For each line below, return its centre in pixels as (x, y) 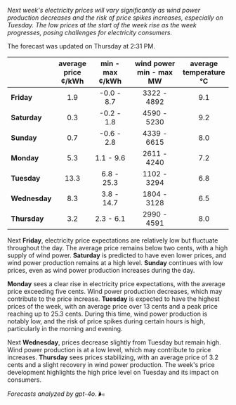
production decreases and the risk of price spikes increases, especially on (115, 18)
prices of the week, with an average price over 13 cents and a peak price (112, 306)
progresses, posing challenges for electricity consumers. (90, 32)
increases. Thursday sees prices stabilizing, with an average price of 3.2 (113, 357)
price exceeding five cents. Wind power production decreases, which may (115, 291)
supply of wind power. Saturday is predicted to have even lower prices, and (117, 255)
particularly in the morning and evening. (65, 329)
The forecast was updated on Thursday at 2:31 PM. (81, 46)
